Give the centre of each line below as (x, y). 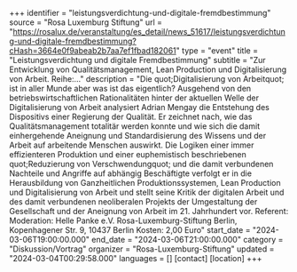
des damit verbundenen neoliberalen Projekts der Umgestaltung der (133, 202)
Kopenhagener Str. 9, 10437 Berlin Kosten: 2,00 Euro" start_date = (130, 230)
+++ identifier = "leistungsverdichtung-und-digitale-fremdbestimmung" (140, 13)
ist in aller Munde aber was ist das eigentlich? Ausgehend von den (130, 88)
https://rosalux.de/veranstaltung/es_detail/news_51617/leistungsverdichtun (149, 32)
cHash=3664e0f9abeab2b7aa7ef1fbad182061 (93, 51)
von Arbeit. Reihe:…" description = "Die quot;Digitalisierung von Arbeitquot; (147, 79)
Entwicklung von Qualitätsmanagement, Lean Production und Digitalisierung (148, 69)
